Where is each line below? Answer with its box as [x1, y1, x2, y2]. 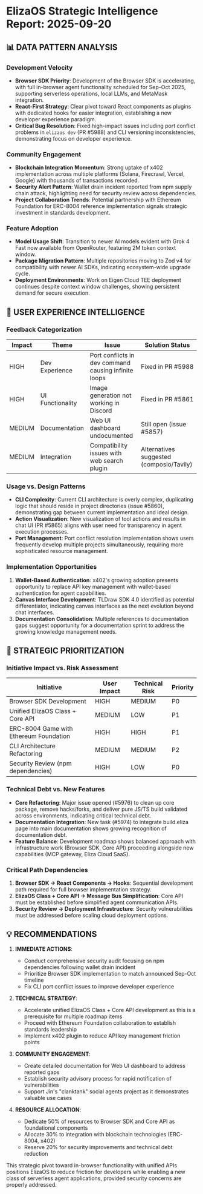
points [24, 1038, 40, 1045]
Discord [89, 406, 112, 415]
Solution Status [144, 341, 190, 349]
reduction [24, 1150, 48, 1157]
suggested [141, 453, 172, 461]
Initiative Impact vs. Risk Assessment [6, 664, 119, 672]
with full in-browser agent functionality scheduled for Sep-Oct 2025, [14, 83, 186, 90]
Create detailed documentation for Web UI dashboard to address [24, 1062, 185, 1069]
